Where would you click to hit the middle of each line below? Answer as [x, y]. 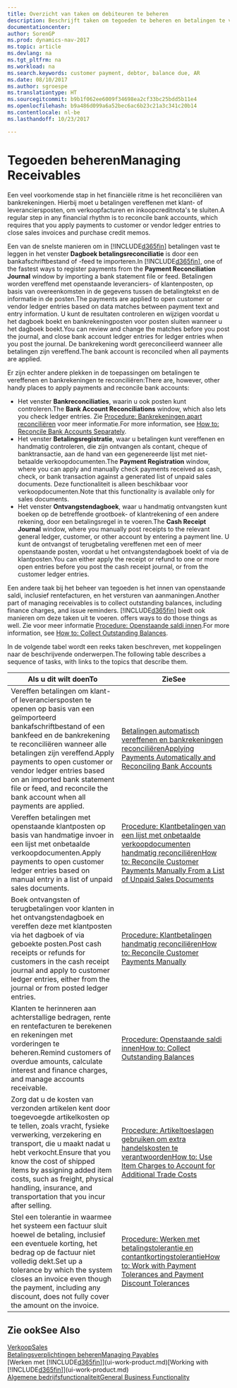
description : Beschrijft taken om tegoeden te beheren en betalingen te [116, 21]
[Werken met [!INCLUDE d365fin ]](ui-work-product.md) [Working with [108, 1363]
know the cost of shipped [53, 1161]
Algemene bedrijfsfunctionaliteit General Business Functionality [99, 1377]
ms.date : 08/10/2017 [38, 80]
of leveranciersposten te [51, 699]
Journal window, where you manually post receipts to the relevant [114, 529]
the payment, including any [56, 1288]
